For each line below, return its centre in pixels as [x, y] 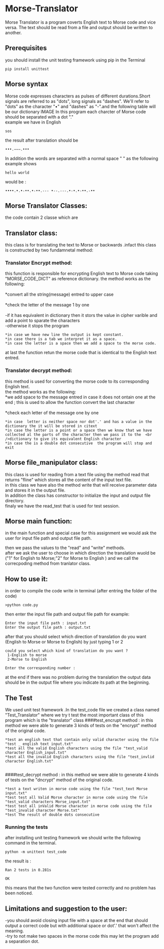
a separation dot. [22, 941]
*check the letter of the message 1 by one [47, 305]
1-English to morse [27, 655]
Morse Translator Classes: [46, 205]
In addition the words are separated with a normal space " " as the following [82, 158]
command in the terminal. [31, 843]
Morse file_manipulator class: [51, 463]
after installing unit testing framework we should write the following [73, 838]
